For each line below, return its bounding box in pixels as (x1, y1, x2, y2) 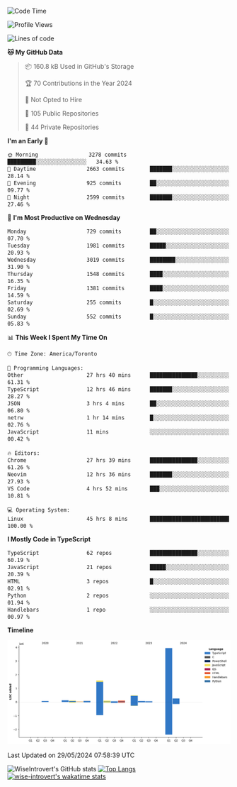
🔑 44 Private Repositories (24, 123, 99, 131)
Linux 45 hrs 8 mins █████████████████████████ (7, 515, 230, 522)
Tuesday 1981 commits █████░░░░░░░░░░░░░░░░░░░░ (7, 242, 230, 249)
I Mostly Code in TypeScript (7, 535, 91, 543)
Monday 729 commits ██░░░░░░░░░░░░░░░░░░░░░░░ (7, 228, 230, 235)
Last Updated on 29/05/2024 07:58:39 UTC (7, 751, 135, 759)
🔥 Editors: (7, 450, 40, 457)
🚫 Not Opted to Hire (24, 96, 83, 104)
